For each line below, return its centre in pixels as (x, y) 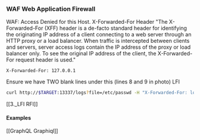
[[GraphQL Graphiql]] (32, 131)
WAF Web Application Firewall (51, 9)
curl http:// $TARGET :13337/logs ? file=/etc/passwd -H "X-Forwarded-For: (97, 93)
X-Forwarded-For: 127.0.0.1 (41, 71)
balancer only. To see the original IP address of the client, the (81, 54)
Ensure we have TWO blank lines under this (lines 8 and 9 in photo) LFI (93, 82)
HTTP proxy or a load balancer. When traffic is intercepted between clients (98, 41)
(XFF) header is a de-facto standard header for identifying (116, 28)
